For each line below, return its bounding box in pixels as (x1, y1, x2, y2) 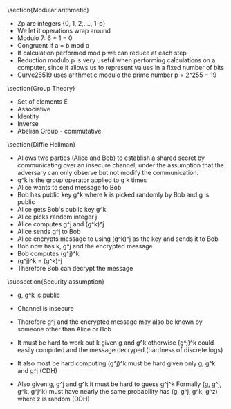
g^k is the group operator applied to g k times (17, 176, 147, 184)
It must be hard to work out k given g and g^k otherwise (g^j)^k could (17, 338, 214, 347)
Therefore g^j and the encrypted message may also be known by (17, 318, 203, 326)
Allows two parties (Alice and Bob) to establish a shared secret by (17, 154, 205, 162)
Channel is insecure (17, 305, 74, 312)
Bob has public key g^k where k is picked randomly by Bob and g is (17, 190, 210, 199)
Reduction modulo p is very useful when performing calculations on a (17, 56, 216, 64)
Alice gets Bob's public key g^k (17, 206, 107, 213)
